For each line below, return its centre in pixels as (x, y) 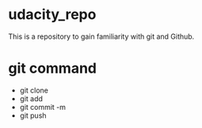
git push (33, 115)
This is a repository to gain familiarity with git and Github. (101, 36)
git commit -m (42, 107)
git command (53, 68)
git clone (34, 90)
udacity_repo (52, 15)
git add (31, 98)
